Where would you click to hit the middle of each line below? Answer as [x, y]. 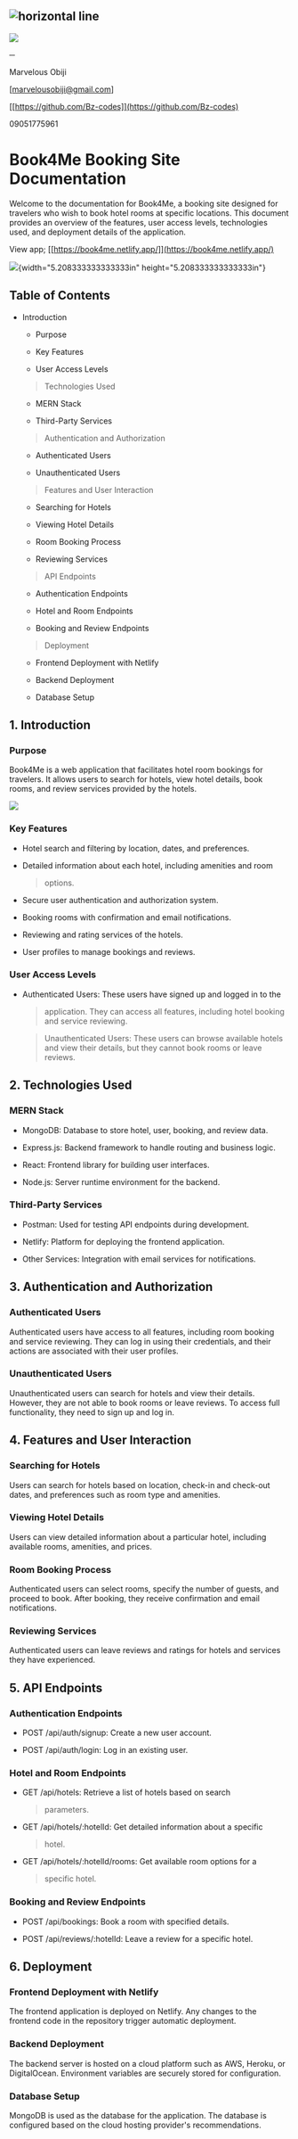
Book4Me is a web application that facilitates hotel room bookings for [136, 770]
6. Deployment [51, 1967]
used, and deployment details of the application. [98, 232]
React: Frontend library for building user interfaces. [116, 1164]
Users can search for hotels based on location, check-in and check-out [140, 1485]
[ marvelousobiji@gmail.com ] [61, 89]
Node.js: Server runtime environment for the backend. [121, 1181]
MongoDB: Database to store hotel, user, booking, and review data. [145, 1130]
